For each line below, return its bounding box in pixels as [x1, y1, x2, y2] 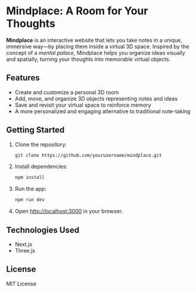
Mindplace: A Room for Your [6, 4, 148, 18]
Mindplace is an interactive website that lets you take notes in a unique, [6, 36, 183, 44]
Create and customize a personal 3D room [14, 88, 119, 96]
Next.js [14, 241, 33, 248]
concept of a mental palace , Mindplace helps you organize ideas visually [6, 49, 186, 56]
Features [6, 73, 40, 83]
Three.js [14, 247, 36, 254]
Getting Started [6, 125, 65, 135]
